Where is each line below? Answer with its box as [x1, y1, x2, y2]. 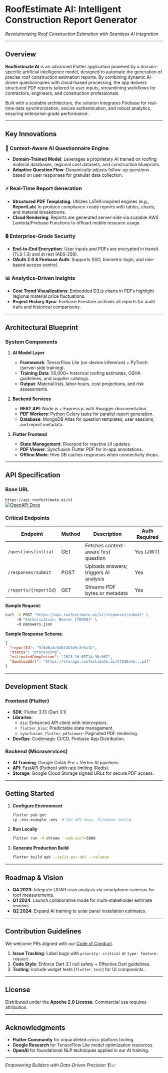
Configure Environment [12, 802, 62, 809]
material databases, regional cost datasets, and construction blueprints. [12, 162, 160, 168]
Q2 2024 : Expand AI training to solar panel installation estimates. [12, 908, 146, 914]
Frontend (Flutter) [5, 697, 49, 704]
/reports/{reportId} [7, 587, 56, 593]
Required [136, 534, 159, 540]
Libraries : [12, 714, 33, 720]
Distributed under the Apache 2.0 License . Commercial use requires [5, 999, 146, 1005]
